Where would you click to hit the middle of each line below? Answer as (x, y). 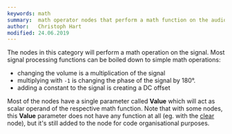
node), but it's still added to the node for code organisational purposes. (108, 123)
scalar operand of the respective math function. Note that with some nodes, (115, 108)
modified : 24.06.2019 (38, 33)
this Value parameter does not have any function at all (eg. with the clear (111, 116)
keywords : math (29, 13)
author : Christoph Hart (44, 26)
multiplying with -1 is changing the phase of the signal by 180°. (106, 81)
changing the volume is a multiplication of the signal (91, 73)
